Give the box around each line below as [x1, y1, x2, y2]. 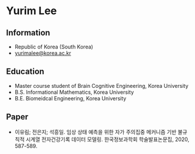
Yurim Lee [6, 4, 57, 18]
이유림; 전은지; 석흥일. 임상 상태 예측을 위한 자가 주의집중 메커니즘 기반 [14, 128, 177, 135]
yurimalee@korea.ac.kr [14, 50, 71, 57]
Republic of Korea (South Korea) [14, 43, 93, 50]
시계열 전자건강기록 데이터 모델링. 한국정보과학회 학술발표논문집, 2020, [25, 136, 190, 143]
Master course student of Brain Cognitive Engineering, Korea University [14, 82, 189, 89]
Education [6, 67, 45, 77]
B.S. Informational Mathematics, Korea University [14, 89, 134, 96]
